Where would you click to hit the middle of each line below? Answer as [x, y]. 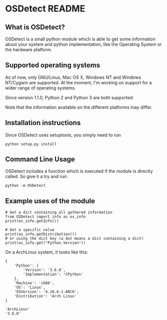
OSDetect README [45, 9]
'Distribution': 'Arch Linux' [46, 296]
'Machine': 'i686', [34, 283]
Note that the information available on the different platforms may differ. [79, 107]
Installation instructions [43, 123]
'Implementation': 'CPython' [53, 275]
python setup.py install [31, 144]
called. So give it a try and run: [37, 176]
